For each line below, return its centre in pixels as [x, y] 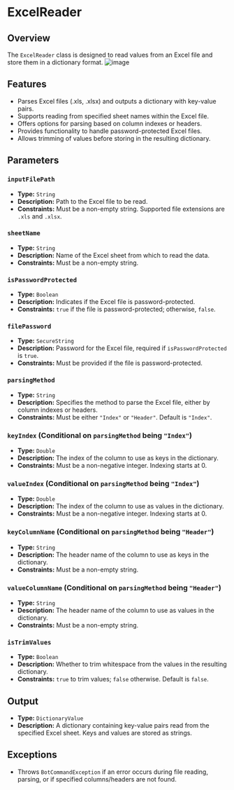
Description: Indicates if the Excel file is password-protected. [106, 302]
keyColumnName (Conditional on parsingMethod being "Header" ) [111, 532]
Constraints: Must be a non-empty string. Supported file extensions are [121, 209]
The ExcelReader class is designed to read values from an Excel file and [110, 55]
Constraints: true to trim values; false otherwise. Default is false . [113, 679]
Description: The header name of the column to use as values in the [116, 610]
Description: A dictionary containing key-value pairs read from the [113, 725]
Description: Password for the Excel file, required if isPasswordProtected [122, 348]
